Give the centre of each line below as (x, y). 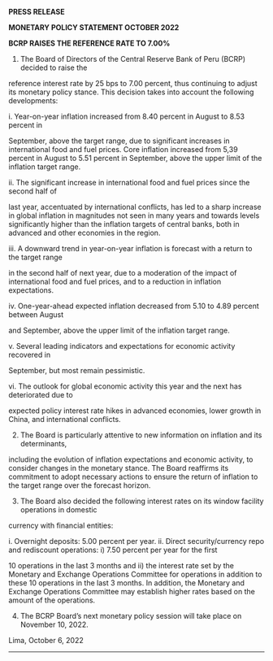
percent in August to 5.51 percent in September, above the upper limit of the (135, 158)
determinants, (43, 444)
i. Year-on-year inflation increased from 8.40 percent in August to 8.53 (127, 116)
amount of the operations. (52, 600)
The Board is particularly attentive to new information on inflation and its (141, 435)
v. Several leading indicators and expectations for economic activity (122, 346)
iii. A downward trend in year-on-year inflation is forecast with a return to (130, 248)
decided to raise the (54, 67)
